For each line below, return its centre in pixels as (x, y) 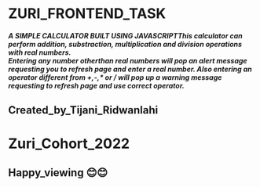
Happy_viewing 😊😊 (58, 173)
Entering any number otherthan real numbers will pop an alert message (128, 60)
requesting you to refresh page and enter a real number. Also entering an (130, 69)
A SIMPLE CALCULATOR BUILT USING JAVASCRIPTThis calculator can (126, 35)
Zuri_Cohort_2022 (69, 144)
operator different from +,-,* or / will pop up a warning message (115, 77)
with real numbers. (40, 52)
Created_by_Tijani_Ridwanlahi (83, 110)
